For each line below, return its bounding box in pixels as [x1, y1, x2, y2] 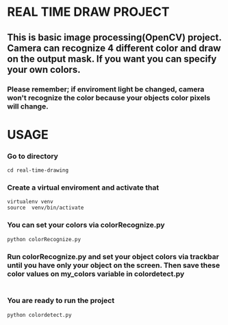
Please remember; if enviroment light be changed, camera [7, 84, 205, 93]
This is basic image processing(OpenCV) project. [7, 32, 222, 43]
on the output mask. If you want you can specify [7, 53, 217, 65]
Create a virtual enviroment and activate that [7, 183, 160, 192]
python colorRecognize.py [7, 236, 81, 243]
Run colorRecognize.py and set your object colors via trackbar [7, 251, 219, 261]
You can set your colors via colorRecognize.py [7, 221, 166, 230]
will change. [7, 101, 49, 111]
